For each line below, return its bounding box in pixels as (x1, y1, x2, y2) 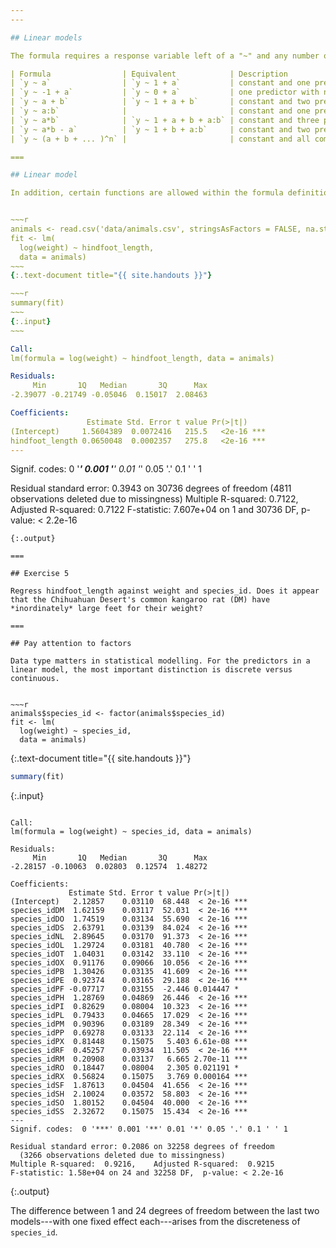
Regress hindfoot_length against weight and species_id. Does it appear (10, 586, 320, 596)
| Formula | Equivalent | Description (10, 69, 288, 79)
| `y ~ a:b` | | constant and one (10, 106, 311, 116)
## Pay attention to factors (10, 639, 132, 649)
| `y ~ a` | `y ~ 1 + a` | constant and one (10, 78, 311, 88)
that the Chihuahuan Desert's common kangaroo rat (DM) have (10, 595, 271, 605)
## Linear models (10, 32, 83, 43)
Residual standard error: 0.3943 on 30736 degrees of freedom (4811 (10, 482, 292, 495)
